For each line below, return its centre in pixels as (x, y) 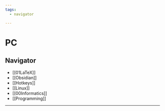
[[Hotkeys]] (24, 83)
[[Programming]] (29, 98)
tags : (11, 10)
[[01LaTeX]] (24, 72)
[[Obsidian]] (24, 78)
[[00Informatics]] (30, 93)
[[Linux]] (21, 88)
